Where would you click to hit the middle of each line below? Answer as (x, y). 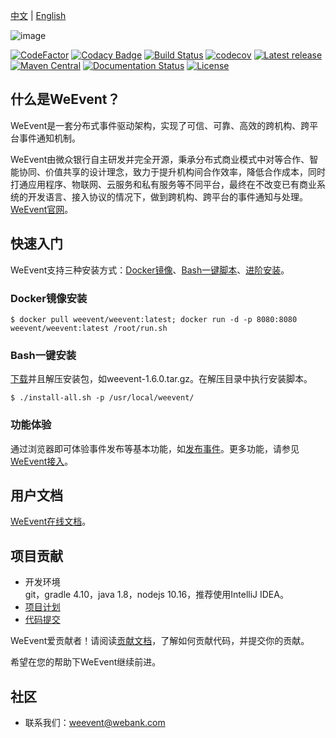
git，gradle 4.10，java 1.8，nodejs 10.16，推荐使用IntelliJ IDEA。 (156, 595)
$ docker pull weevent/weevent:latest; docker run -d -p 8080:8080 (154, 319)
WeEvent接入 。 (42, 461)
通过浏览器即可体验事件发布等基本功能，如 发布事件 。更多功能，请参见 (155, 448)
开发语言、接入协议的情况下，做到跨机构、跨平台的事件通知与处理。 (167, 196)
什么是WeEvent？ (65, 99)
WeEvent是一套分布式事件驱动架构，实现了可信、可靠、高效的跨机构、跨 (160, 125)
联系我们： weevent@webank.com (95, 722)
